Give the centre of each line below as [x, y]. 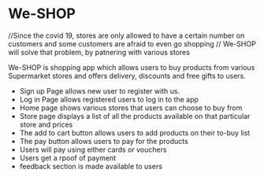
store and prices [46, 124]
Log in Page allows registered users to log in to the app [109, 99]
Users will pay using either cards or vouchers [93, 149]
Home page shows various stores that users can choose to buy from [131, 108]
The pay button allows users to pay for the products [104, 141]
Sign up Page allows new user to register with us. [99, 90]
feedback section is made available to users [91, 166]
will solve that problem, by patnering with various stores [99, 52]
